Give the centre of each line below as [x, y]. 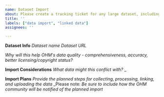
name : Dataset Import [27, 9]
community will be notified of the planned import [54, 89]
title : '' [15, 18]
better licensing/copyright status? [39, 60]
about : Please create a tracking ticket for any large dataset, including [83, 14]
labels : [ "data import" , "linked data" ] [47, 23]
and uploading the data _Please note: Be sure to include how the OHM [76, 84]
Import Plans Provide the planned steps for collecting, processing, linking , [80, 79]
